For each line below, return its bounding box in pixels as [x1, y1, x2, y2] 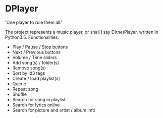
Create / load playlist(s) [12, 75, 60, 81]
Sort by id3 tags [12, 70, 46, 76]
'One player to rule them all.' [5, 19, 63, 25]
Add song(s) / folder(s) [12, 59, 59, 65]
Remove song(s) [12, 65, 46, 71]
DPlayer [5, 3, 39, 14]
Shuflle [12, 91, 27, 97]
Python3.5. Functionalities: [5, 34, 59, 40]
